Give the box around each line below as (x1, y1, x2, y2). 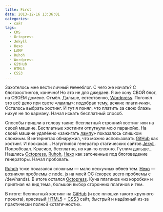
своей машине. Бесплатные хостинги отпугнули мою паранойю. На (5, 125, 147, 131)
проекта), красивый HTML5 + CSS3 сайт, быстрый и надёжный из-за (5, 196, 149, 202)
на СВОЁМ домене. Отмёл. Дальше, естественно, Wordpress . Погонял (5, 94, 152, 100)
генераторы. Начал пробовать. (5, 156, 70, 162)
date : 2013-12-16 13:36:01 (5, 12, 60, 17)
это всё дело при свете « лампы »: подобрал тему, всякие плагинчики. (5, 100, 151, 106)
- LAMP (9, 48, 23, 53)
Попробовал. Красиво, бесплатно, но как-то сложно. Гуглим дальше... (5, 145, 153, 152)
